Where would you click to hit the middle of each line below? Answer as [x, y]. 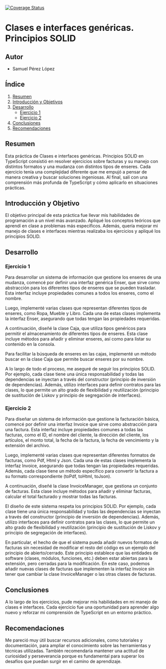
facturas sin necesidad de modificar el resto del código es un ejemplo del [80, 548]
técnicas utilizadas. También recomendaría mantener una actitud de [75, 651]
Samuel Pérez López [33, 69]
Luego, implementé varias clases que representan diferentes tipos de [76, 308]
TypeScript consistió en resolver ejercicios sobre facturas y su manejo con [82, 161]
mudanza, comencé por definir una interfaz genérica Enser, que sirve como [83, 283]
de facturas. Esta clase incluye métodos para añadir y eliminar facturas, [79, 492]
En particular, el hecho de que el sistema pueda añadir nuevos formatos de [82, 542]
